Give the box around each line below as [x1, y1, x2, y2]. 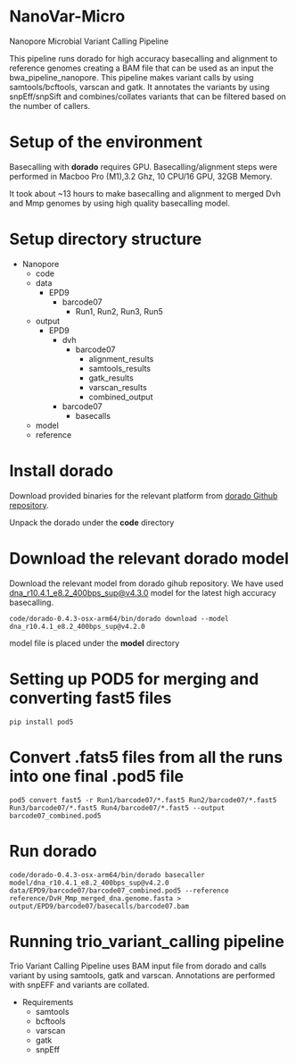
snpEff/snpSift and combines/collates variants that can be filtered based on [9, 91, 287, 102]
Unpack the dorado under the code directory [9, 516, 175, 528]
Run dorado [9, 841, 97, 861]
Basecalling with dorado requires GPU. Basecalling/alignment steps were [9, 161, 278, 172]
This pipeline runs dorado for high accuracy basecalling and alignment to [9, 53, 278, 63]
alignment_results [88, 353, 154, 364]
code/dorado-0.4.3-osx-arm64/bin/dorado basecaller [9, 870, 205, 879]
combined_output [88, 391, 153, 402]
